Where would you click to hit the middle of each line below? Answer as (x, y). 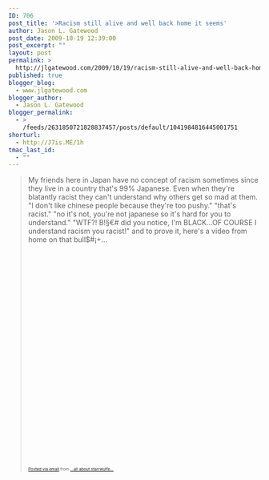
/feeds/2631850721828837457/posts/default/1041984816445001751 (130, 127)
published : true (35, 75)
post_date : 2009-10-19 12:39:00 (62, 38)
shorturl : (25, 135)
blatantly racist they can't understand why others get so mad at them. (143, 197)
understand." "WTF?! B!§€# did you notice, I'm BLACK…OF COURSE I (142, 223)
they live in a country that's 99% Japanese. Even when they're (131, 188)
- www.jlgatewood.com (52, 90)
